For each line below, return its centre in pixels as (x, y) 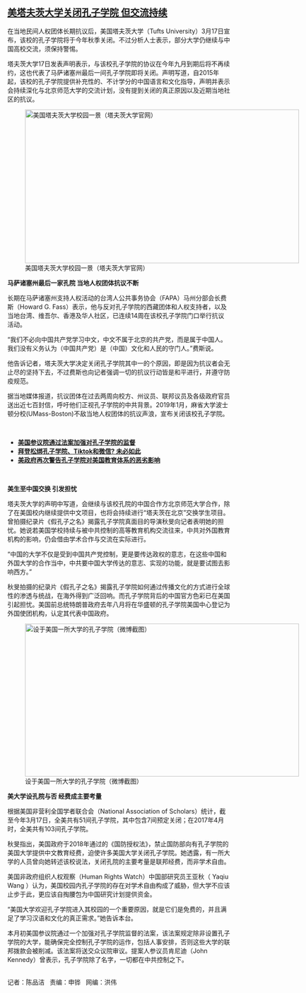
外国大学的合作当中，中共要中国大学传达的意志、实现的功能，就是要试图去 (116, 563)
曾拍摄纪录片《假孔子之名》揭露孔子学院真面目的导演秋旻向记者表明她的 (112, 521)
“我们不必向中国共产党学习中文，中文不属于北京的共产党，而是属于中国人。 (117, 339)
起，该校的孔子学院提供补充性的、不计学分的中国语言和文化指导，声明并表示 (119, 81)
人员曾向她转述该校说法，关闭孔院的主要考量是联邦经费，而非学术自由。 (125, 862)
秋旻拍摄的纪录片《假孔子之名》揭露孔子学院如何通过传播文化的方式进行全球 (119, 587)
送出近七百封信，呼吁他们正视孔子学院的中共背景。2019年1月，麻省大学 (112, 404)
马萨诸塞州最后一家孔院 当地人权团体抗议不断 (73, 283)
